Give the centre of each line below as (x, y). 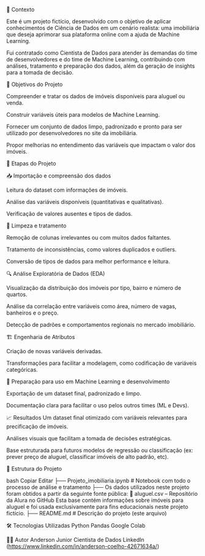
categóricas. (22, 370)
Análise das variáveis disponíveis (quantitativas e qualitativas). (85, 202)
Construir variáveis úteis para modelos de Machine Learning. (83, 115)
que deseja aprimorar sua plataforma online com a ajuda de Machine (93, 34)
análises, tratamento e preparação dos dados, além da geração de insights (101, 66)
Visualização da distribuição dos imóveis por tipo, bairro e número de (94, 288)
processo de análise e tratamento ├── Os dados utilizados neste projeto (98, 487)
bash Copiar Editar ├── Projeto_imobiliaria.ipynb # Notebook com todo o (99, 480)
